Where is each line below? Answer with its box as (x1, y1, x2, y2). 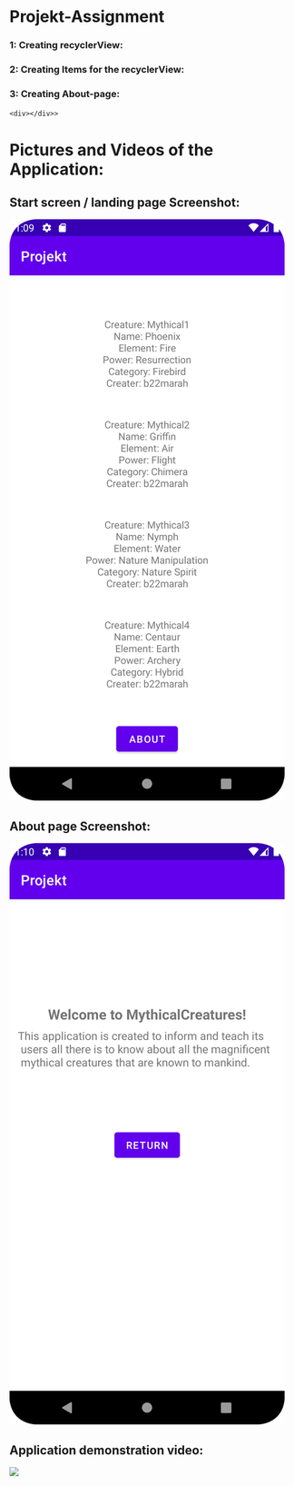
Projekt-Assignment (9, 6, 165, 27)
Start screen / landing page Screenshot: (9, 194, 240, 210)
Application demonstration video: (9, 1442, 204, 1458)
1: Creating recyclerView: (9, 39, 123, 52)
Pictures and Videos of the (9, 139, 214, 160)
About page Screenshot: (9, 818, 152, 834)
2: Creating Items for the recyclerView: (9, 64, 185, 76)
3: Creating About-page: (9, 87, 121, 100)
